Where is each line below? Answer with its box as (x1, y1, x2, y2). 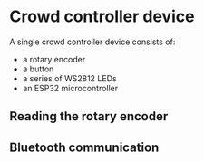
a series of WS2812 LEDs (22, 72, 117, 83)
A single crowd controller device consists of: (9, 36, 176, 47)
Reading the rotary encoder (9, 109, 169, 124)
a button (22, 63, 54, 74)
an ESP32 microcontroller (22, 82, 119, 93)
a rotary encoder (22, 53, 86, 64)
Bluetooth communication (9, 139, 160, 155)
